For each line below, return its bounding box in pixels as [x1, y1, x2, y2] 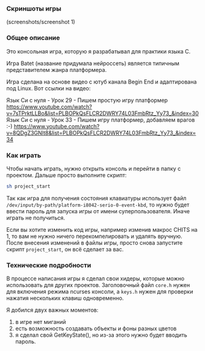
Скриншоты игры [6, 4, 62, 13]
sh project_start [6, 183, 51, 189]
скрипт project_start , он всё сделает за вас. [6, 245, 124, 253]
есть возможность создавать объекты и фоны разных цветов [15, 325, 177, 333]
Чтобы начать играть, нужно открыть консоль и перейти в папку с [6, 165, 181, 172]
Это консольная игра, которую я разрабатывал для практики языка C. [6, 47, 191, 55]
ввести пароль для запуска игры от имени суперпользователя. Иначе [6, 207, 190, 215]
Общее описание [6, 34, 60, 42]
